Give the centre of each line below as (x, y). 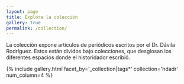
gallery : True (24, 22)
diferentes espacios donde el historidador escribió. (68, 57)
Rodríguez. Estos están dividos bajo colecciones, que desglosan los (89, 51)
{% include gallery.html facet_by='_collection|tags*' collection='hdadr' (92, 69)
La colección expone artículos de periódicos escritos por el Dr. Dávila (91, 45)
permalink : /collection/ (37, 28)
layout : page (22, 12)
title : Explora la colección (42, 17)
